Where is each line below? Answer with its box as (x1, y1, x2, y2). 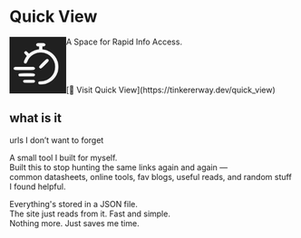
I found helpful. (9, 181, 66, 192)
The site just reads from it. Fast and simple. (9, 208, 170, 219)
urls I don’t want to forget (9, 134, 104, 146)
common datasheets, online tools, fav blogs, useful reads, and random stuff (9, 171, 292, 182)
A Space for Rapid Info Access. (66, 36, 183, 47)
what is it (9, 110, 62, 126)
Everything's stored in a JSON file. (9, 198, 139, 209)
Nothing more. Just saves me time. (9, 217, 140, 228)
